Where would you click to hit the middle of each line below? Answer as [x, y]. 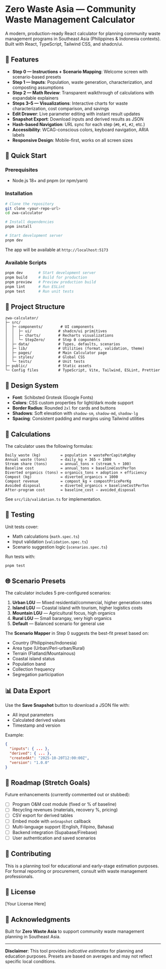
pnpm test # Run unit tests [40, 291]
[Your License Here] [25, 904]
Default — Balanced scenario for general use [58, 623]
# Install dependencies [30, 222]
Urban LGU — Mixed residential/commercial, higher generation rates [82, 603]
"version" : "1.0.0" [30, 762]
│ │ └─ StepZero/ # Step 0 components [53, 340]
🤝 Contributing [28, 854]
